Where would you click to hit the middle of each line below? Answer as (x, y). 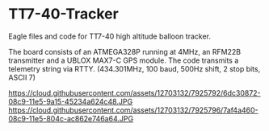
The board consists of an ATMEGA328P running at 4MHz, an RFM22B (124, 51)
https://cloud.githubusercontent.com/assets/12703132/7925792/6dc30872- (134, 92)
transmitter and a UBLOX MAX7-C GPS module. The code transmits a (124, 60)
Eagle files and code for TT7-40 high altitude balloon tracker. (110, 36)
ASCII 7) (22, 77)
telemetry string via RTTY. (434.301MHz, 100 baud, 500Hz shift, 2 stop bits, (134, 68)
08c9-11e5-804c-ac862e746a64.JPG (71, 118)
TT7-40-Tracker (63, 14)
